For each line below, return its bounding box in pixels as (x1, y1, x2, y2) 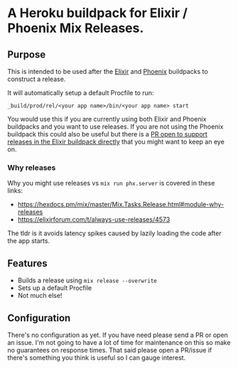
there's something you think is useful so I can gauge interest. (7, 353, 186, 362)
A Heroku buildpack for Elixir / (7, 5, 188, 21)
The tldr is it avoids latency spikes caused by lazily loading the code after (7, 229, 222, 237)
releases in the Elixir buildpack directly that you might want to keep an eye (7, 137, 225, 146)
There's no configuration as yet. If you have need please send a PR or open (7, 331, 229, 339)
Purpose (7, 48, 46, 60)
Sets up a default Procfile (17, 284, 92, 292)
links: (7, 186, 23, 195)
